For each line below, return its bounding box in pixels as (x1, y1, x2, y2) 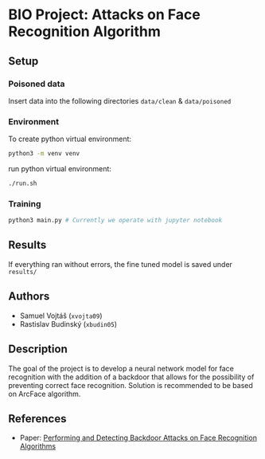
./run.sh (8, 179, 37, 188)
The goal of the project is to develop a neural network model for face (8, 363, 235, 373)
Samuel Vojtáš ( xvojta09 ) (19, 311, 103, 320)
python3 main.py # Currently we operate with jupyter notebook (8, 217, 223, 225)
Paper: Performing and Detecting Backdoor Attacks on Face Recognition (19, 433, 257, 443)
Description (8, 343, 68, 356)
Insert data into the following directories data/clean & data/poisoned (8, 96, 232, 105)
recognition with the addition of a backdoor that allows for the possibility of (8, 372, 255, 382)
